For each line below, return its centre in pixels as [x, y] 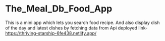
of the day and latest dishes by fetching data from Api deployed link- [76, 27]
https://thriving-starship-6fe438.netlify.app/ [51, 33]
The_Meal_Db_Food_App [59, 9]
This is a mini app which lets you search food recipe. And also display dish [82, 22]
